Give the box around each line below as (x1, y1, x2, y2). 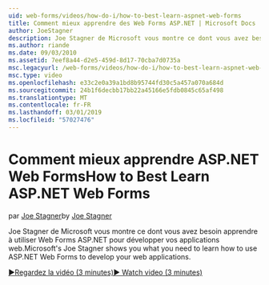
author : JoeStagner (8, 26, 74, 34)
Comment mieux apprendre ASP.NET (8, 151, 259, 169)
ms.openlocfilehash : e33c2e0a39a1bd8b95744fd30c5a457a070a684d (8, 78, 224, 86)
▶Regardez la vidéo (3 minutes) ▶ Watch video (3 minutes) (8, 267, 203, 277)
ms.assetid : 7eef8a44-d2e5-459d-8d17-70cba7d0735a (8, 57, 181, 65)
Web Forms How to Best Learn (8, 167, 211, 186)
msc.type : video (8, 71, 62, 79)
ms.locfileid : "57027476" (8, 116, 94, 124)
